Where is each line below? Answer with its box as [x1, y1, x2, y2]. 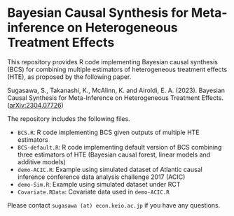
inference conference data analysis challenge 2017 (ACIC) [17, 173, 186, 181]
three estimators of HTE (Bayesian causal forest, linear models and [17, 150, 211, 159]
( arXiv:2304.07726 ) [7, 101, 64, 109]
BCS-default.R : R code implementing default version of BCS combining [17, 143, 222, 151]
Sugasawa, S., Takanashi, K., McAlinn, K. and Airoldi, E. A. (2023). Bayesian [7, 86, 226, 94]
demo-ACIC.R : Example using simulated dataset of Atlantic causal [17, 165, 203, 173]
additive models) [17, 157, 67, 166]
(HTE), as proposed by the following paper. [7, 72, 132, 81]
